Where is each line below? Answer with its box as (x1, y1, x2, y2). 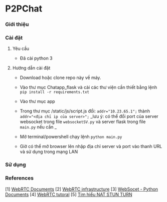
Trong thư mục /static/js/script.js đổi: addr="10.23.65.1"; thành (19, 108, 151, 114)
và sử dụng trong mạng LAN (19, 148, 78, 155)
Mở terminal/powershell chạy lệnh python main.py (19, 133, 122, 140)
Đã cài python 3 (19, 55, 53, 61)
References (5, 174, 34, 181)
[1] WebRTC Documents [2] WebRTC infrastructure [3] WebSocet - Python (5, 186, 159, 192)
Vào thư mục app (19, 98, 55, 104)
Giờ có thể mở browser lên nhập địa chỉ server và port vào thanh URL (19, 143, 163, 149)
